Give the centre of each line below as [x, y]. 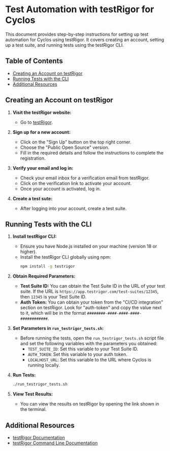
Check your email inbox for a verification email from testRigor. [85, 178]
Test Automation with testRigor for [80, 9]
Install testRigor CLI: [35, 236]
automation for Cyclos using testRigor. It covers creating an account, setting [85, 40]
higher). [28, 252]
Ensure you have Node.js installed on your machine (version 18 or [89, 246]
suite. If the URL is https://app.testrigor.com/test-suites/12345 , [89, 291]
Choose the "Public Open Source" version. [65, 147]
